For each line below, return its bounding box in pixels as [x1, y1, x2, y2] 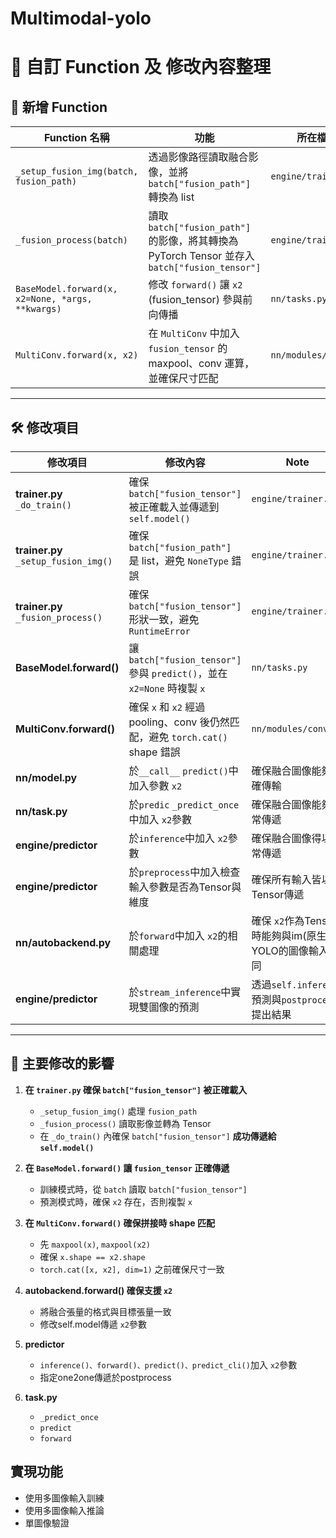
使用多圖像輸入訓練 [24, 1492, 105, 1504]
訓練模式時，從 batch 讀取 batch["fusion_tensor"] [39, 1183, 248, 1195]
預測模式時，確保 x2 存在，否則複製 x [39, 1195, 193, 1207]
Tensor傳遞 [251, 888, 305, 901]
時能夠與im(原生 [251, 929, 327, 942]
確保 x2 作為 [251, 914, 305, 927]
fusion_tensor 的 [148, 342, 228, 356]
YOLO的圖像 [251, 944, 309, 957]
